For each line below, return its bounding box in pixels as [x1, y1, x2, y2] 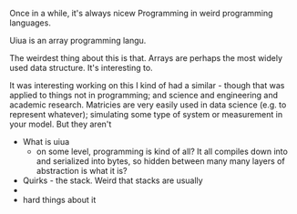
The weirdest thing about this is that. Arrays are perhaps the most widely [9, 53, 283, 63]
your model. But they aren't [9, 118, 112, 129]
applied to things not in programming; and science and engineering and [9, 90, 279, 100]
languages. [9, 17, 52, 28]
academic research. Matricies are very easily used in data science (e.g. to [9, 99, 287, 110]
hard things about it [22, 195, 97, 205]
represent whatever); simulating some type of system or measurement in [9, 109, 283, 119]
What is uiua [22, 137, 70, 147]
